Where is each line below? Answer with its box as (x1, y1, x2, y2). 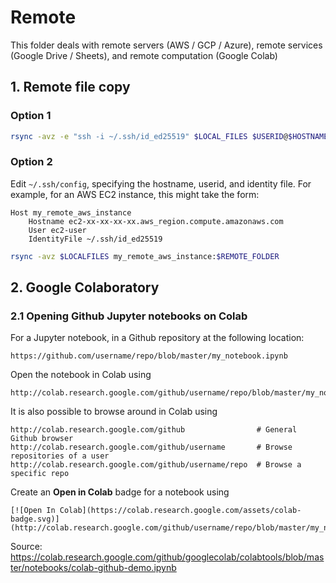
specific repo (10, 469, 70, 479)
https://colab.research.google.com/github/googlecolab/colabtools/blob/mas (10, 551, 325, 563)
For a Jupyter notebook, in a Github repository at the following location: (10, 332, 305, 344)
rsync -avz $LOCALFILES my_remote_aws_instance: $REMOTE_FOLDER (10, 251, 280, 261)
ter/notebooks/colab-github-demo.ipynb (10, 562, 177, 574)
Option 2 (10, 155, 53, 169)
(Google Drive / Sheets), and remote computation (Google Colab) (10, 49, 278, 61)
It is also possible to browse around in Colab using (10, 406, 218, 418)
